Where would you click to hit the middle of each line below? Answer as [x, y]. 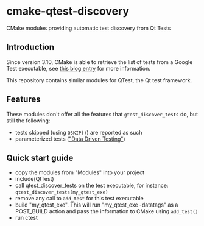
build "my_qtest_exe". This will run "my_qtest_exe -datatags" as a [97, 205]
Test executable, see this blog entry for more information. [78, 68]
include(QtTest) [34, 179]
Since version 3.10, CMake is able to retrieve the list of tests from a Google [100, 62]
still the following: [28, 121]
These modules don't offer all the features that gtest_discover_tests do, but [102, 114]
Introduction [30, 47]
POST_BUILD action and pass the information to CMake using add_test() [107, 211]
